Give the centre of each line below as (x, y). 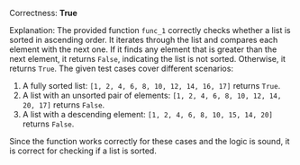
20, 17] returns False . (64, 105)
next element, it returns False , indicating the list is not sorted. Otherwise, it (148, 59)
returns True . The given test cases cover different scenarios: (122, 68)
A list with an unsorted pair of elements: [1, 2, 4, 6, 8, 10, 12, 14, (152, 95)
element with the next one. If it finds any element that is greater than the (143, 49)
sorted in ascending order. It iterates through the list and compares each (144, 40)
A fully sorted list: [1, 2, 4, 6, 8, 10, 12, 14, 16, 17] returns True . (151, 86)
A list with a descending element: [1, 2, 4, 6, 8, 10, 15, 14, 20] (147, 114)
